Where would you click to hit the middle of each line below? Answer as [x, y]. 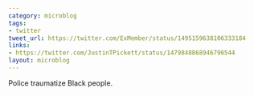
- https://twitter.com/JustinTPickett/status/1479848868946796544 [122, 53]
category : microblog [43, 16]
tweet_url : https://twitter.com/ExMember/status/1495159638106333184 [127, 38]
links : [19, 46]
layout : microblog [39, 61]
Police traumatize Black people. [61, 83]
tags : [17, 23]
